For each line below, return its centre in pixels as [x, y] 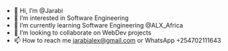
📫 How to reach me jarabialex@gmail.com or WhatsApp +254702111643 [117, 40]
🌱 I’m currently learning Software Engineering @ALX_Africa [98, 25]
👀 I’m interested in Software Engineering [71, 18]
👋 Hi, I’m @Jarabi [38, 11]
